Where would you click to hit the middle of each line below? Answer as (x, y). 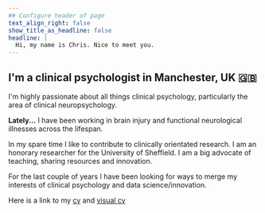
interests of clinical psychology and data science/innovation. (107, 184)
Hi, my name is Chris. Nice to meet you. (85, 45)
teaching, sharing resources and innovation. (80, 161)
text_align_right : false (49, 23)
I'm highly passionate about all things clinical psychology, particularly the (128, 96)
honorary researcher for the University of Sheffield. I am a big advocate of (130, 153)
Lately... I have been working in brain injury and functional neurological (125, 120)
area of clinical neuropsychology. (63, 105)
